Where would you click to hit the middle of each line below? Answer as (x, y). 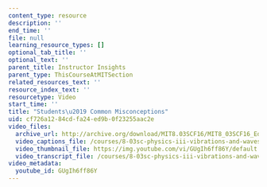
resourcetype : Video (43, 97)
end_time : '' (30, 30)
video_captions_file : (51, 141)
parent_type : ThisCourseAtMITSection (71, 75)
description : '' (35, 23)
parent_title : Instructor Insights (67, 68)
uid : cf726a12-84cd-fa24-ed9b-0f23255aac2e (81, 119)
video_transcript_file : (54, 156)
